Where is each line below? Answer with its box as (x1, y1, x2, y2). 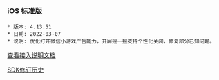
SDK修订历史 (7, 66, 44, 74)
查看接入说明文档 (7, 51, 56, 59)
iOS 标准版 (7, 6, 43, 15)
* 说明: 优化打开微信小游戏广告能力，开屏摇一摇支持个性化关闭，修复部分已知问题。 (7, 38, 216, 46)
